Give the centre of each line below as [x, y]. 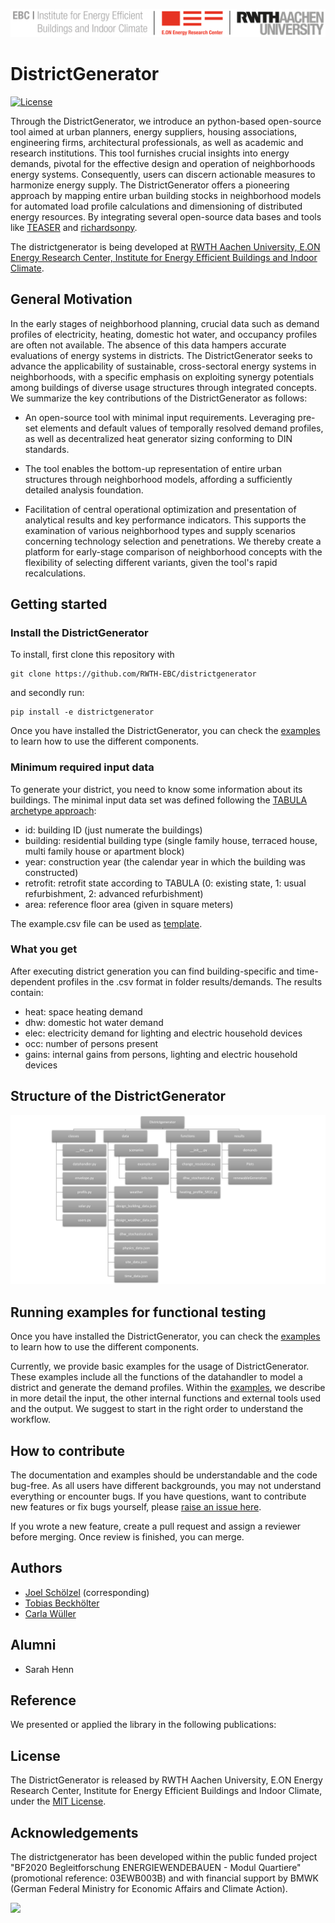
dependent [33, 981]
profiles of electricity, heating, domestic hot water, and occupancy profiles [164, 334]
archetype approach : [53, 810]
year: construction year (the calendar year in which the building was [165, 861]
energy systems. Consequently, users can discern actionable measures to [163, 174]
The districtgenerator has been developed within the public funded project [164, 1857]
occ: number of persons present [91, 1043]
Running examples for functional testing [138, 1312]
